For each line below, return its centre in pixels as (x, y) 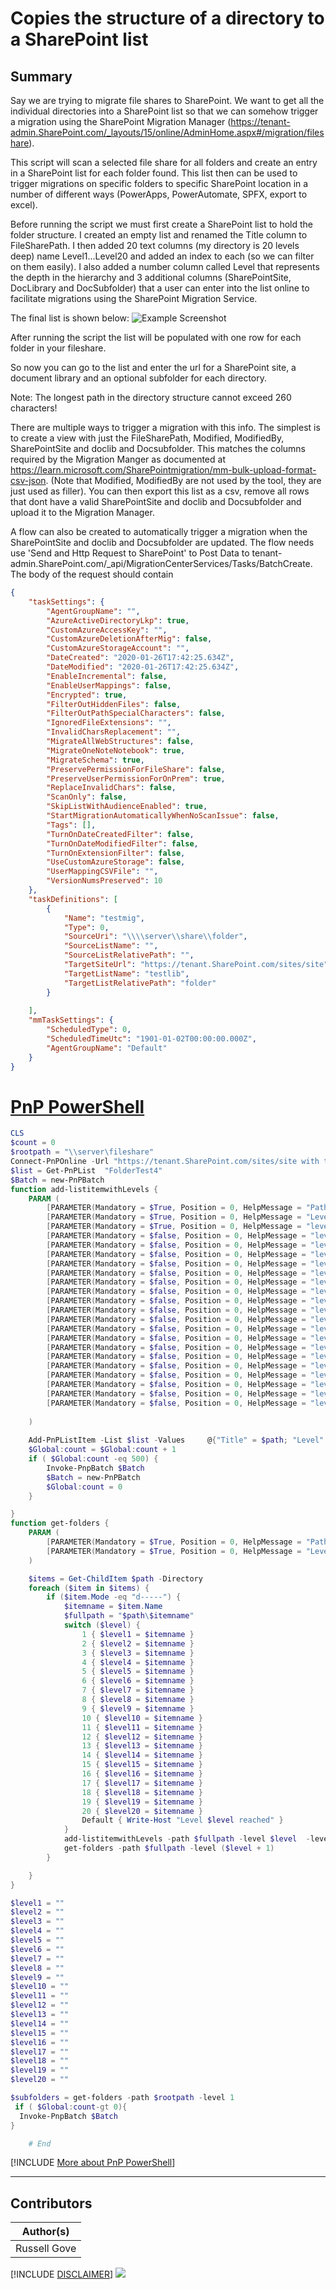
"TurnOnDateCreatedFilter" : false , (120, 834)
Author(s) (45, 2232)
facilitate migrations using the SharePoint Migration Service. (134, 298)
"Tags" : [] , (71, 825)
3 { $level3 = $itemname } (138, 1653)
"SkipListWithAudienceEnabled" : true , (127, 807)
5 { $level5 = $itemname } (138, 1672)
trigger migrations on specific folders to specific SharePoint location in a (159, 183)
